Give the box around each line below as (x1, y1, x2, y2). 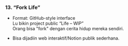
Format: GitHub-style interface (12, 15, 76, 21)
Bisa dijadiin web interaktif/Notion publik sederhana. (12, 35, 120, 41)
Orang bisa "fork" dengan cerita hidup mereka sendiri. (12, 26, 124, 32)
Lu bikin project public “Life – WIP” (12, 20, 84, 26)
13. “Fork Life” (5, 4, 41, 11)
